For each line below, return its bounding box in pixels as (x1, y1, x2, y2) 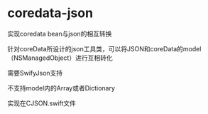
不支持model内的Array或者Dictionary (7, 83, 116, 92)
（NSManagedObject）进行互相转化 (7, 53, 113, 62)
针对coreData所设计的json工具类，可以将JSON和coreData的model (7, 44, 202, 53)
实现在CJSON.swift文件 (7, 98, 77, 108)
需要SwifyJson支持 (7, 68, 63, 77)
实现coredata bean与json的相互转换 (7, 29, 112, 38)
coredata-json (7, 5, 94, 21)
